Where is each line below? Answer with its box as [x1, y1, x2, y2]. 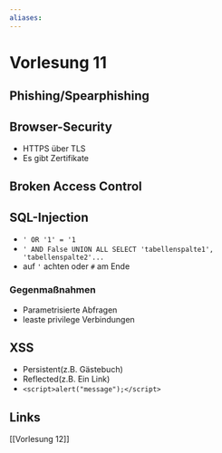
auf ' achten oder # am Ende [22, 261, 130, 272]
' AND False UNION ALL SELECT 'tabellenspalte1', [22, 246, 215, 255]
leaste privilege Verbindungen [22, 313, 136, 324]
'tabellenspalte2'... [22, 253, 104, 263]
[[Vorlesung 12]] [9, 434, 70, 445]
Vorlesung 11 [9, 52, 107, 72]
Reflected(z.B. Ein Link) [22, 373, 111, 385]
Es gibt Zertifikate [22, 153, 89, 164]
